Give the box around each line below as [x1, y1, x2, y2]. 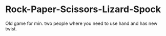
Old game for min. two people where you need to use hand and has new [5, 20, 158, 26]
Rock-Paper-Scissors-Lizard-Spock [5, 4, 161, 15]
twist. [5, 25, 17, 31]
